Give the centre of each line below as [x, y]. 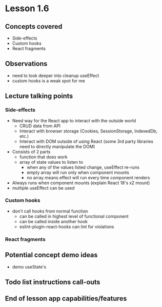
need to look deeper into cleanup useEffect [55, 76]
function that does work [43, 157]
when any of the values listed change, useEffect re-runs [83, 167]
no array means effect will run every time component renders [88, 177]
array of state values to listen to [51, 162]
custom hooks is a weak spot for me [49, 80]
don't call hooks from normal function [50, 211]
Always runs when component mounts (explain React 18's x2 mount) [81, 183]
